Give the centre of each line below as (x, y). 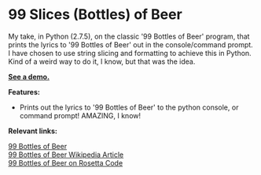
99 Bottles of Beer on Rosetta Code (66, 162)
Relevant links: (33, 131)
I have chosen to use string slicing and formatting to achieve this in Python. (130, 53)
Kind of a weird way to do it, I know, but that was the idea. (102, 61)
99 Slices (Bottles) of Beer (95, 15)
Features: (24, 91)
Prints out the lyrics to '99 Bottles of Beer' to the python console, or (129, 107)
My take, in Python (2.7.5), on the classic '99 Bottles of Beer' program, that (129, 36)
